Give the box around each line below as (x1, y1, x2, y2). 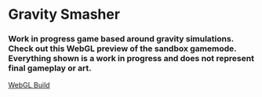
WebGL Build (8, 81, 50, 90)
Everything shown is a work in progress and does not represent (8, 53, 255, 64)
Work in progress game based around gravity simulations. (8, 34, 234, 45)
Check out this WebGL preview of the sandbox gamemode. (8, 43, 237, 54)
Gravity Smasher (8, 5, 120, 23)
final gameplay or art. (8, 63, 92, 74)
